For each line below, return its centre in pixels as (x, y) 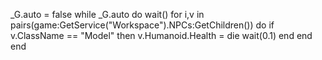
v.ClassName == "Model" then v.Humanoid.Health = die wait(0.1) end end (161, 35)
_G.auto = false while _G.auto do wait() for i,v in (107, 14)
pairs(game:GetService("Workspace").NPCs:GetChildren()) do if (142, 25)
